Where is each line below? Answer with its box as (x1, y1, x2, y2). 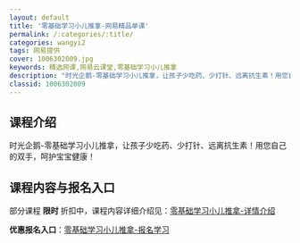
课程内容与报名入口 (9, 180, 115, 195)
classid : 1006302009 (9, 80, 87, 88)
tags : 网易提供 (9, 46, 61, 55)
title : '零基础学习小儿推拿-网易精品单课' (9, 21, 149, 30)
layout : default (9, 13, 70, 22)
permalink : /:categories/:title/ (9, 29, 134, 38)
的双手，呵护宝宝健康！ (9, 151, 96, 162)
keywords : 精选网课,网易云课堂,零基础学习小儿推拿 (9, 63, 177, 72)
